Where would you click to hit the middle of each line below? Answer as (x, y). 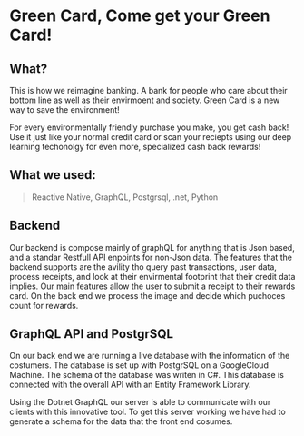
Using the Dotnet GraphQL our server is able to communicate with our (140, 402)
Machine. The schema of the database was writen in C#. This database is (147, 375)
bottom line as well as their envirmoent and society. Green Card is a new (145, 100)
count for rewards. (44, 305)
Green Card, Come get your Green (140, 16)
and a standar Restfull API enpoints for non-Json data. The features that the (151, 257)
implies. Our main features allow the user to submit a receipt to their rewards (152, 286)
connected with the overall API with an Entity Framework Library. (130, 385)
